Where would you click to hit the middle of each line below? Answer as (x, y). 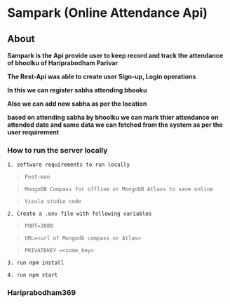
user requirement (33, 132)
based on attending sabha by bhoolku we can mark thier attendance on (113, 117)
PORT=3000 (39, 226)
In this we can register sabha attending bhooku (77, 90)
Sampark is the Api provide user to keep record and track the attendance (115, 55)
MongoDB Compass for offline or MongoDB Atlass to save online (119, 189)
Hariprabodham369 (42, 293)
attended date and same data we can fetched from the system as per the (115, 125)
